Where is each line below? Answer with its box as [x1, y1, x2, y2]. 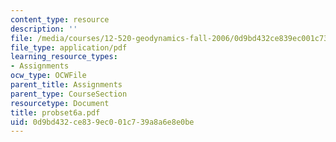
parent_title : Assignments [10, 80, 123, 90]
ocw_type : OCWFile [10, 71, 87, 81]
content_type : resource [10, 14, 110, 25]
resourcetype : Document [10, 98, 110, 108]
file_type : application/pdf [10, 42, 128, 53]
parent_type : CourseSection [10, 89, 128, 99]
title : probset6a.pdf [10, 107, 101, 118]
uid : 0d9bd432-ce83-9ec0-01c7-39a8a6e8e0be [10, 117, 195, 127]
